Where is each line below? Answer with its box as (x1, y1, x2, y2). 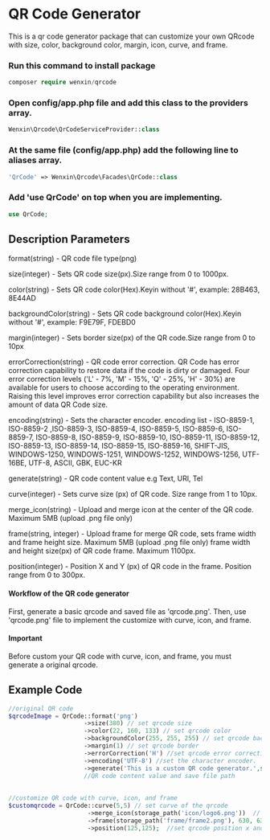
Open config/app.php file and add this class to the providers (8, 97, 249, 109)
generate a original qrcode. (8, 660, 99, 670)
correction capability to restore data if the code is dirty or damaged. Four (8, 366, 251, 375)
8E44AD (8, 293, 36, 303)
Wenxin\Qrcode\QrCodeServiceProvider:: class (8, 125, 160, 133)
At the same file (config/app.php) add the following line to (8, 145, 239, 156)
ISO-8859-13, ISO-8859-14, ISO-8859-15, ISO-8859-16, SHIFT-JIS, (8, 441, 231, 451)
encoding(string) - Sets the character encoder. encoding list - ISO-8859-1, (8, 416, 255, 425)
